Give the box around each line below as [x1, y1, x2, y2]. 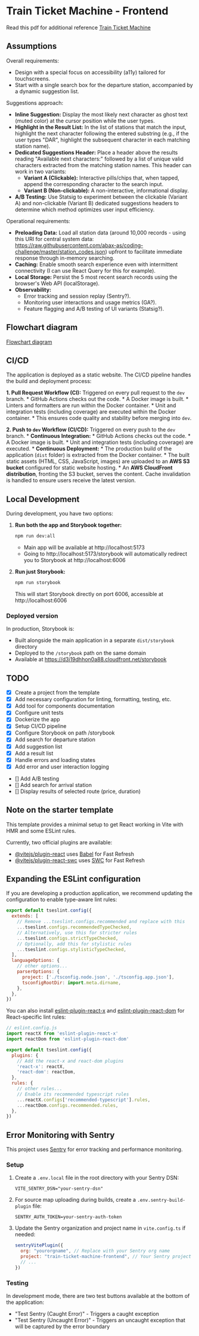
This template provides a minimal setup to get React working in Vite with [6, 820, 184, 828]
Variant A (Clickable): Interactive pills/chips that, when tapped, [23, 174, 180, 181]
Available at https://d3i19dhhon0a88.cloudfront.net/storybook [14, 656, 167, 663]
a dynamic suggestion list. [14, 88, 79, 95]
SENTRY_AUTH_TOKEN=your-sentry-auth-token [14, 1214, 122, 1220]
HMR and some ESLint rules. [6, 827, 76, 834]
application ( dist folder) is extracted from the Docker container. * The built [6, 452, 190, 459]
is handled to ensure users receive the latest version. [6, 477, 136, 484]
